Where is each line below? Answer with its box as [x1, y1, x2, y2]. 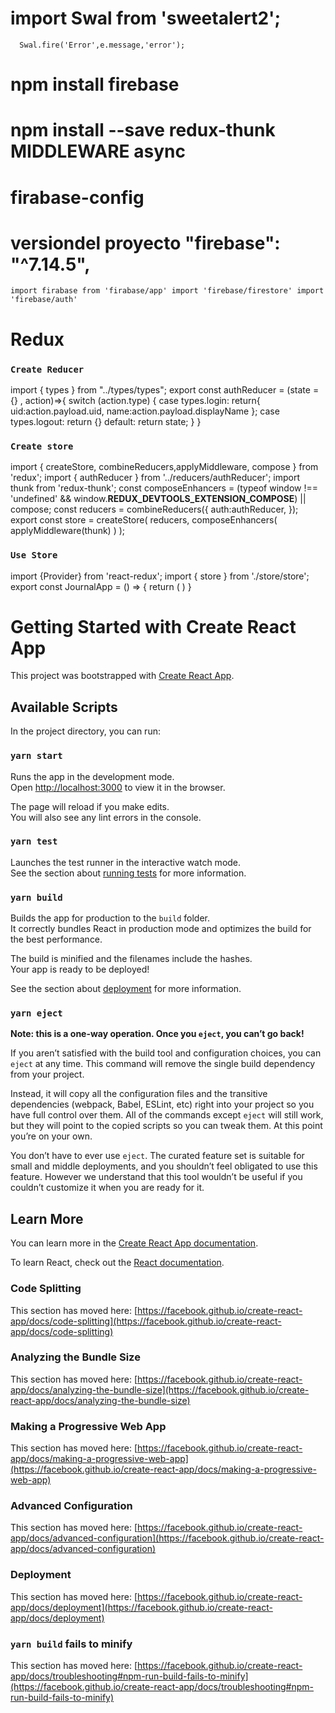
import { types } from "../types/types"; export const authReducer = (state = [10, 383, 320, 396]
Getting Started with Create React [10, 615, 297, 638]
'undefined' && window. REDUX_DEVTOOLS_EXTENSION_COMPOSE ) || [10, 493, 307, 505]
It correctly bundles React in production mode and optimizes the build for [10, 923, 312, 935]
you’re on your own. [10, 1130, 93, 1142]
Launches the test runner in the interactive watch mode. [10, 856, 242, 868]
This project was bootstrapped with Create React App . [10, 670, 235, 682]
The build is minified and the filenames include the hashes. [10, 953, 253, 965]
